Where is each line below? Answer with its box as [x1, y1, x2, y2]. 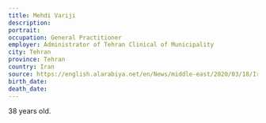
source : [8, 70, 34, 78]
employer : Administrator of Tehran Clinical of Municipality [8, 41, 215, 49]
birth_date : [8, 77, 47, 85]
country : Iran [8, 63, 55, 71]
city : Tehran [8, 48, 51, 56]
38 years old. [8, 106, 51, 116]
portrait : [8, 26, 41, 34]
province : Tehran [8, 56, 66, 64]
